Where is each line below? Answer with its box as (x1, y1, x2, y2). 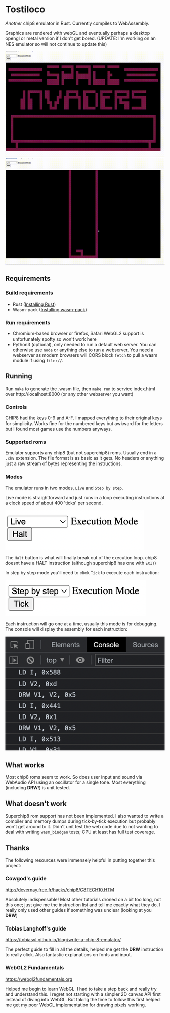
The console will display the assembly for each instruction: (5, 626, 128, 632)
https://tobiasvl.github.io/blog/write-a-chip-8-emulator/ (5, 937, 121, 943)
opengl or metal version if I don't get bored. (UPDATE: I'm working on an (5, 35, 156, 41)
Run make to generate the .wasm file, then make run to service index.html (5, 386, 155, 392)
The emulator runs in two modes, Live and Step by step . (5, 485, 123, 491)
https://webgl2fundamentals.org (5, 976, 73, 982)
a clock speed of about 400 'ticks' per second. (5, 500, 103, 506)
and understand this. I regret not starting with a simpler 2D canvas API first (5, 991, 161, 997)
